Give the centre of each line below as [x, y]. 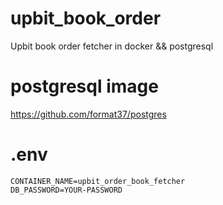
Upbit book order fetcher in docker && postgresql [112, 46]
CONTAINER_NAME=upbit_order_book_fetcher [98, 181]
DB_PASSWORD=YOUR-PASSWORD [66, 190]
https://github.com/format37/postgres [88, 114]
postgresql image [84, 86]
